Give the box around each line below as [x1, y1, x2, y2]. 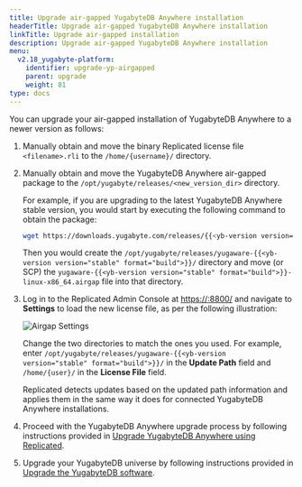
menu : [9, 47, 30, 56]
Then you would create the [22, 247, 124, 258]
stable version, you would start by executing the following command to [22, 204, 286, 215]
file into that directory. [101, 276, 184, 287]
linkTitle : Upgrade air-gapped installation [9, 30, 179, 39]
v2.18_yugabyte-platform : [17, 55, 115, 64]
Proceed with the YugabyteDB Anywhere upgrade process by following [22, 421, 288, 432]
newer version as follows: [9, 123, 105, 133]
